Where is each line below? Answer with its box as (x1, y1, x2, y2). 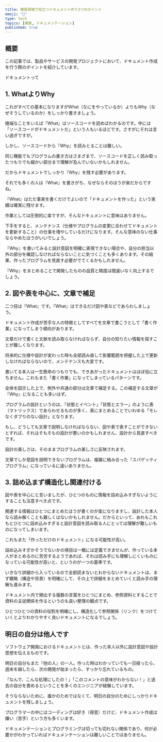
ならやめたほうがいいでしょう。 (5, 235, 69, 241)
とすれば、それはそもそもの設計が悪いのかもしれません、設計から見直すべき (5, 430, 158, 436)
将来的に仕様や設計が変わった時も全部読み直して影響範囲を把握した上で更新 (5, 352, 158, 358)
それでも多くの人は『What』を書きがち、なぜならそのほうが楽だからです (5, 180, 151, 185)
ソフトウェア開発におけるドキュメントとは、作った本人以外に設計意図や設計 (5, 644, 158, 650)
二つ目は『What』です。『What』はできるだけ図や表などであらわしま (5, 303, 142, 309)
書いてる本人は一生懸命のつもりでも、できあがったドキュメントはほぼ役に (5, 368, 154, 374)
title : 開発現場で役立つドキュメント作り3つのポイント (5, 7, 102, 12)
